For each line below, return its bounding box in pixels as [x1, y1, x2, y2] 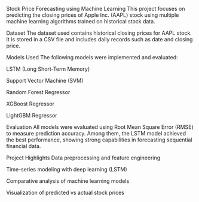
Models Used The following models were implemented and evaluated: [6, 54, 178, 61]
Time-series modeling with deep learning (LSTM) [6, 166, 127, 173]
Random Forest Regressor [6, 89, 71, 95]
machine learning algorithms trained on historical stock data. [6, 18, 155, 25]
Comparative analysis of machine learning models [6, 177, 130, 185]
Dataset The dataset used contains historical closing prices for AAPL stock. [6, 29, 192, 37]
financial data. [6, 143, 41, 149]
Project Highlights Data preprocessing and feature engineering [6, 154, 161, 161]
